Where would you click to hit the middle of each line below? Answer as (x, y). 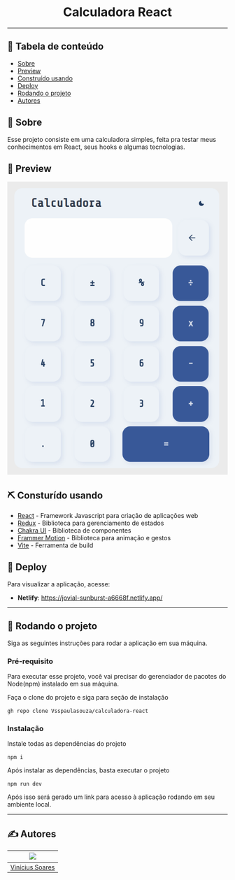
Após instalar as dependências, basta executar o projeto (88, 770)
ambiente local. (29, 805)
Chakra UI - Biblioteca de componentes (74, 531)
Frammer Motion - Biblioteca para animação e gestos (94, 538)
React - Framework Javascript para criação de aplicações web (108, 516)
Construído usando (45, 78)
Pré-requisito (30, 661)
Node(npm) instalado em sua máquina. (63, 684)
